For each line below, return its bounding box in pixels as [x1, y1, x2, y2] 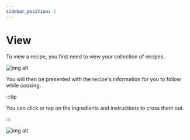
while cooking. [6, 82, 42, 89]
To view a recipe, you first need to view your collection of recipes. [6, 53, 165, 60]
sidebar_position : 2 [6, 8, 57, 15]
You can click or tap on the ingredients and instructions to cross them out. [6, 104, 184, 111]
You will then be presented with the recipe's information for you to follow [6, 75, 181, 82]
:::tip [6, 93, 17, 100]
